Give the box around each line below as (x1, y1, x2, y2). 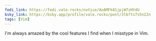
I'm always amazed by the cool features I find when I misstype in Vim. (5, 30, 149, 36)
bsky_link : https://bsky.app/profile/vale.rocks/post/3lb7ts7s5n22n (5, 12, 151, 17)
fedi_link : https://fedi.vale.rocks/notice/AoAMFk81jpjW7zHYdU (5, 7, 140, 12)
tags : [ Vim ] (5, 16, 30, 21)
